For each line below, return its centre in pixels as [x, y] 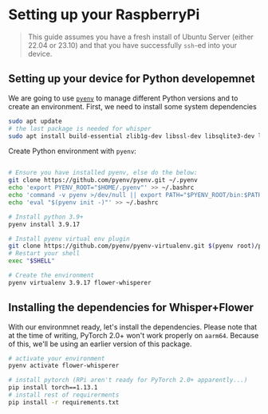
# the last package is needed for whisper [80, 128]
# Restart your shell [44, 254]
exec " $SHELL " [32, 261]
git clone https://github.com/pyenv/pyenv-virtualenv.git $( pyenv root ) [132, 246]
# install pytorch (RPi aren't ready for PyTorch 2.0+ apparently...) [128, 380]
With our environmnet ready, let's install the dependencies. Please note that [133, 327]
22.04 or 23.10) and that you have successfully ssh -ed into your [132, 45]
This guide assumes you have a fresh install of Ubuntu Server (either [140, 37]
